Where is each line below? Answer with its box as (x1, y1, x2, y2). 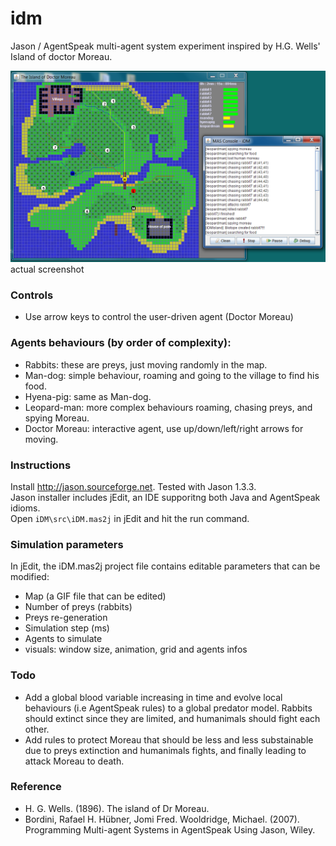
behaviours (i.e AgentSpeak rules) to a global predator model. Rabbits (24, 702, 313, 714)
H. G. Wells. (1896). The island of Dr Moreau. (24, 802, 210, 814)
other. (24, 723, 50, 735)
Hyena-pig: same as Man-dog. (24, 390, 152, 402)
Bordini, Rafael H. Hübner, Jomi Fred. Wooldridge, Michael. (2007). (24, 813, 300, 825)
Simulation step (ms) (24, 622, 110, 634)
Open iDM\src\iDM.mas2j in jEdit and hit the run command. (10, 512, 250, 524)
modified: (10, 571, 50, 583)
